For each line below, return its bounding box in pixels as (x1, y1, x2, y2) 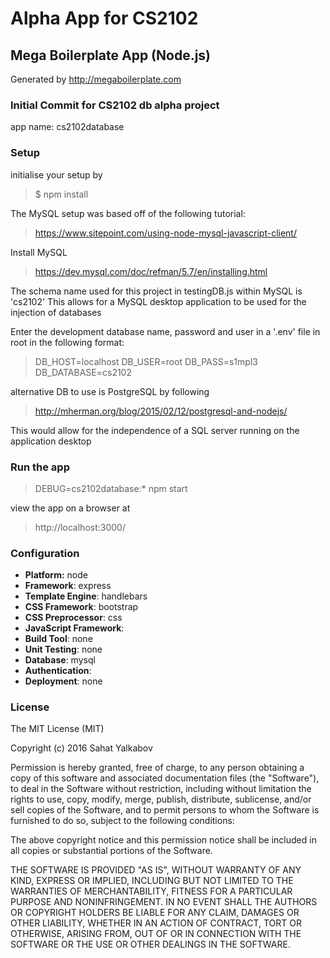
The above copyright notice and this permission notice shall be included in (10, 834, 317, 846)
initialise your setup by (10, 168, 103, 181)
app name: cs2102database (10, 121, 125, 133)
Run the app (10, 460, 70, 474)
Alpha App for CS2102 (10, 7, 199, 30)
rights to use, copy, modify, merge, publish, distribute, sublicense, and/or (10, 793, 312, 806)
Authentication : (24, 665, 92, 677)
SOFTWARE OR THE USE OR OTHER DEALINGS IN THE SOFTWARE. (10, 938, 291, 951)
